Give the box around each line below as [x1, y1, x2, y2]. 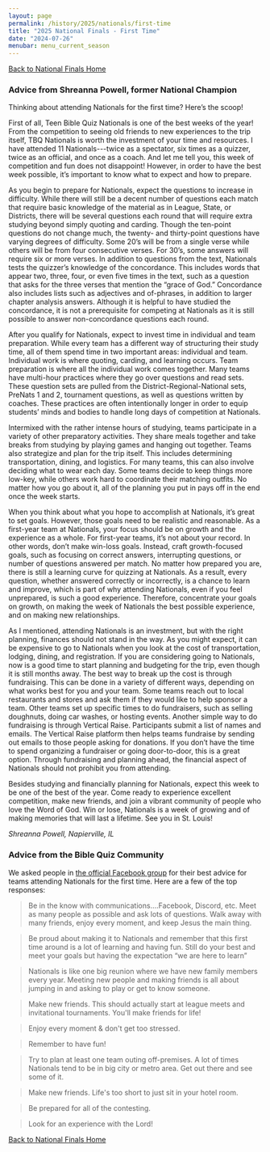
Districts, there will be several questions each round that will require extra [8, 211, 253, 221]
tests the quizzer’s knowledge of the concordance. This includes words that [8, 263, 260, 272]
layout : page [8, 11, 52, 20]
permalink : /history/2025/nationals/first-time [8, 19, 172, 27]
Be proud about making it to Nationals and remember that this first [27, 933, 248, 943]
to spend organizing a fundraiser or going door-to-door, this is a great [8, 746, 240, 756]
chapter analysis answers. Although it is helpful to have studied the [8, 297, 231, 307]
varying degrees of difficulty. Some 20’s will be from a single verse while [8, 237, 250, 247]
